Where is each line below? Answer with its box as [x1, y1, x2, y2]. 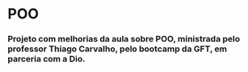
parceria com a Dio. [7, 54, 86, 65]
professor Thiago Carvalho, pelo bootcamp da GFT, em [7, 43, 228, 54]
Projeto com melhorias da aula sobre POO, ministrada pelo [7, 34, 241, 45]
